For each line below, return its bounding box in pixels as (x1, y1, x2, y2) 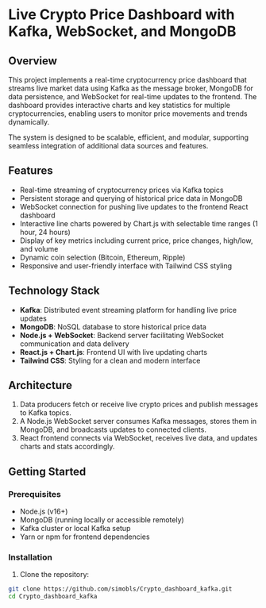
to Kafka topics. (19, 408, 71, 418)
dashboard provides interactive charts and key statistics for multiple (8, 101, 230, 110)
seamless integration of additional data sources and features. (8, 141, 209, 150)
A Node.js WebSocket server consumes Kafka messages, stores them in (19, 417, 256, 426)
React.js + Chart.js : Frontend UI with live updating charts (19, 347, 208, 356)
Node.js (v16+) (19, 506, 68, 517)
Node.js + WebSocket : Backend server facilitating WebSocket (19, 330, 224, 340)
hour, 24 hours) (19, 227, 71, 237)
